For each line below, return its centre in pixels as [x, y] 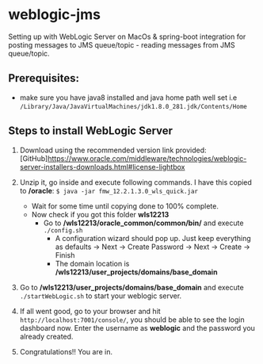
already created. [46, 336]
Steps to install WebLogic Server [90, 131]
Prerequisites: [44, 78]
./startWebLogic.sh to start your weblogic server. [101, 296]
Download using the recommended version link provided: [113, 150]
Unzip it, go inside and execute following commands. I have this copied [135, 182]
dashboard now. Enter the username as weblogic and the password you [137, 328]
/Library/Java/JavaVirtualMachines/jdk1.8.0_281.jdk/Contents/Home [133, 106]
